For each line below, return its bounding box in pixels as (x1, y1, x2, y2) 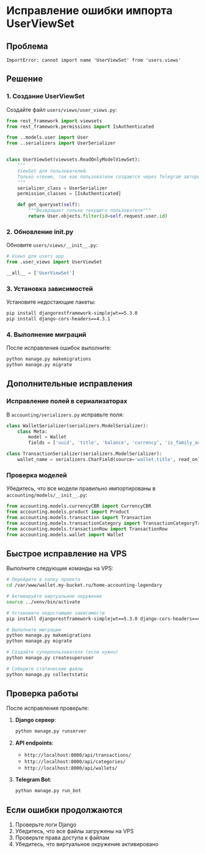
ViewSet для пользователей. (17, 167, 88, 174)
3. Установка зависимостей (6, 284, 93, 293)
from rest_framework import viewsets (6, 117, 103, 124)
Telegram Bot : (15, 776, 52, 783)
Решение (6, 74, 43, 84)
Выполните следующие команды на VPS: (6, 565, 114, 572)
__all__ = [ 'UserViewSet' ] (6, 270, 75, 276)
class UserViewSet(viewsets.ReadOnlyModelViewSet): (6, 156, 140, 163)
